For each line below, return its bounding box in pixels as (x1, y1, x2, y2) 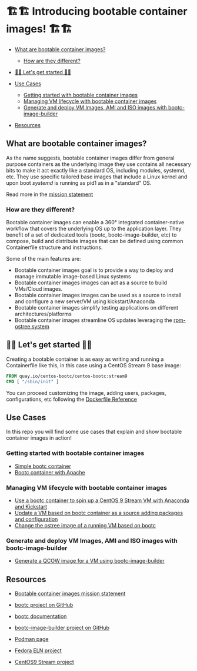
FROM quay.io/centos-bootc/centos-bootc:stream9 (6, 373, 128, 379)
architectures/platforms (14, 310, 72, 318)
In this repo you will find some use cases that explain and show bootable (6, 428, 182, 436)
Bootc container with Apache (14, 469, 85, 476)
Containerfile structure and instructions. (6, 244, 103, 251)
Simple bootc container (14, 463, 72, 470)
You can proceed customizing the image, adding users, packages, (6, 389, 166, 396)
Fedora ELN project (14, 647, 62, 654)
